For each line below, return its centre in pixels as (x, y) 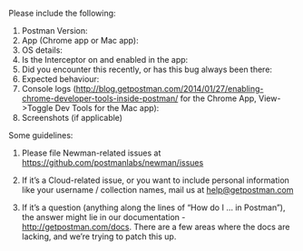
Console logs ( (49, 89)
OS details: (42, 50)
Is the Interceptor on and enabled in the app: (105, 60)
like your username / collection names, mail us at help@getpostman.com (157, 190)
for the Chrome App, (219, 98)
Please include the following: (62, 13)
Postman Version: (54, 30)
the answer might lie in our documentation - (103, 217)
